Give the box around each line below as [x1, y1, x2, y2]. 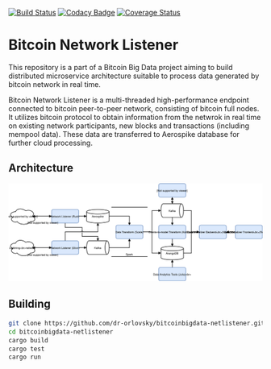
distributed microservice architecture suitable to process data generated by [8, 71, 260, 81]
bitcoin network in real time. [8, 79, 101, 89]
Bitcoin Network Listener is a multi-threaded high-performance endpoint [8, 95, 250, 105]
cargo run [8, 353, 42, 362]
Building [8, 296, 51, 310]
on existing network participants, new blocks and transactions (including [8, 121, 250, 131]
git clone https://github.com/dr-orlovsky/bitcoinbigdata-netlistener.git [8, 319, 265, 327]
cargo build [8, 336, 48, 344]
